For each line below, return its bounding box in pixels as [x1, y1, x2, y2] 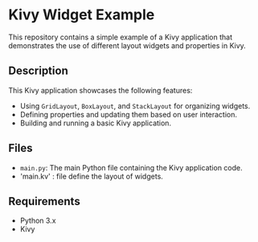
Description [8, 64, 68, 78]
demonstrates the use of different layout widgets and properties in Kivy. [8, 40, 247, 50]
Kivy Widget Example [8, 6, 155, 24]
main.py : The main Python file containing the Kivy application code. [19, 162, 243, 172]
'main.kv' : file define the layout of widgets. [19, 171, 163, 181]
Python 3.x [19, 215, 56, 226]
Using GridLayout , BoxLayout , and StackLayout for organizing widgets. [19, 100, 251, 110]
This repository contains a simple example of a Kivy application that [8, 32, 233, 42]
